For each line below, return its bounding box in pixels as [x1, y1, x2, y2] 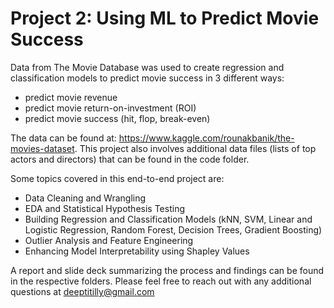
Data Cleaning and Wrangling [24, 192, 147, 204]
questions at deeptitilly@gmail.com [10, 285, 155, 297]
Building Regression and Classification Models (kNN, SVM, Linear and [24, 213, 313, 225]
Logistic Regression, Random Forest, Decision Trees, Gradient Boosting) [24, 223, 323, 236]
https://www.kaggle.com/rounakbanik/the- [118, 132, 295, 144]
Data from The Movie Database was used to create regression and [10, 61, 285, 73]
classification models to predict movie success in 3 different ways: [10, 72, 285, 84]
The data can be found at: [10, 132, 117, 144]
